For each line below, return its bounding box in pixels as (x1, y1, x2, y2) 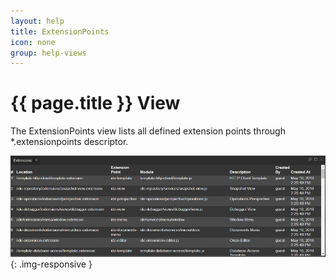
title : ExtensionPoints (10, 26, 110, 37)
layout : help (10, 16, 65, 26)
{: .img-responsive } (10, 258, 93, 270)
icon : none (10, 37, 56, 47)
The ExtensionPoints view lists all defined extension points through (10, 125, 286, 137)
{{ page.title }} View (10, 92, 181, 115)
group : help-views (10, 48, 87, 58)
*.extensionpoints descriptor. (10, 136, 129, 148)
